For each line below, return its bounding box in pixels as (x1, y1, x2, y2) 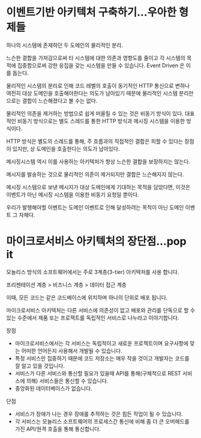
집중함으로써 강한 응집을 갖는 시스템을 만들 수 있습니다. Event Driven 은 (17, 61, 185, 69)
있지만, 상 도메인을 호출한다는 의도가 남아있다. (12, 145, 120, 152)
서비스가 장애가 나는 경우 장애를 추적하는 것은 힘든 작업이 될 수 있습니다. (14, 410, 183, 418)
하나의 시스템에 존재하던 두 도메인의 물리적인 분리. (6, 41, 124, 49)
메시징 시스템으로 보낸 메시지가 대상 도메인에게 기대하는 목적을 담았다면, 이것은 (6, 183, 191, 190)
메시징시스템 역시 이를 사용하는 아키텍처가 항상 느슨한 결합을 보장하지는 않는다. (6, 157, 191, 165)
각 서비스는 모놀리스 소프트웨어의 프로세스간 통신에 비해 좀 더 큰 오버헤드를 (14, 418, 190, 425)
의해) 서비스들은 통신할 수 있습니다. (26, 377, 109, 385)
